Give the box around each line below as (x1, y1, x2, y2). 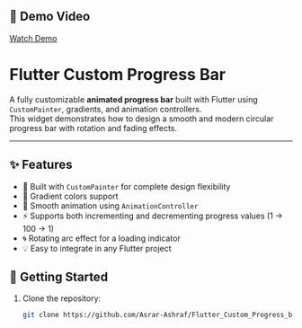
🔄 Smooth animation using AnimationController (22, 199, 199, 211)
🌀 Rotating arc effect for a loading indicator (22, 233, 182, 244)
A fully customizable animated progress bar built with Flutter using (9, 93, 258, 104)
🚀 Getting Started (9, 269, 109, 284)
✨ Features (9, 157, 73, 173)
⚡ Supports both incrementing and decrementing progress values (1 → (22, 210, 283, 221)
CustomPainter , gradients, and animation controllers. (9, 103, 202, 114)
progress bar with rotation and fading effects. (9, 122, 178, 133)
